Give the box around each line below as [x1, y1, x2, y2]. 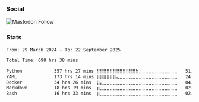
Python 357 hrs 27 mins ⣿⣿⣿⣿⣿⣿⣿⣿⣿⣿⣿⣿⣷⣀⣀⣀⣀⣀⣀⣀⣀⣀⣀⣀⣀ [6, 68, 178, 75]
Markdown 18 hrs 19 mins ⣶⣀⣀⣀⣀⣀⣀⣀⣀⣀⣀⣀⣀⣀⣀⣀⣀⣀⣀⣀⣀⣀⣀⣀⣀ [6, 85, 178, 91]
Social [6, 5, 25, 13]
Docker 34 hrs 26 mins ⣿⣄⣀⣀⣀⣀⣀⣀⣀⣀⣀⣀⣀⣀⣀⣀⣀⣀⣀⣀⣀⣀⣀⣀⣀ [6, 79, 178, 85]
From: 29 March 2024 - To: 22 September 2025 [6, 47, 121, 52]
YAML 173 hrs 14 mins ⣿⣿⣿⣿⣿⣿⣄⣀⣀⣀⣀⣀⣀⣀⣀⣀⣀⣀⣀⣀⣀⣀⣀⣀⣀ [6, 74, 178, 80]
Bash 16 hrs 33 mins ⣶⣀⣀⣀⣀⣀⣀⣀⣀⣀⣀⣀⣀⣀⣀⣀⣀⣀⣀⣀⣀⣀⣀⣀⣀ [6, 90, 178, 97]
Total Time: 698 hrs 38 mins [6, 57, 78, 64]
